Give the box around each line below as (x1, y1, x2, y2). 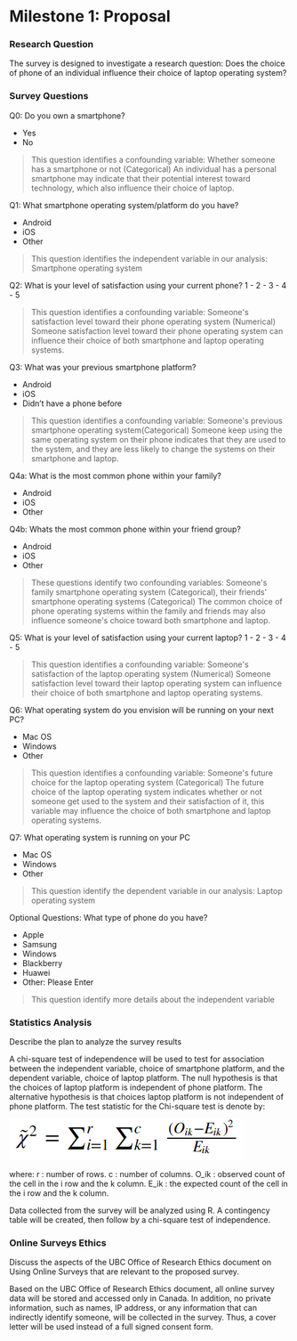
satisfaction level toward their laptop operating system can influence (30, 678, 283, 688)
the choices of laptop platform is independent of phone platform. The (9, 1082, 263, 1093)
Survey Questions (9, 90, 89, 102)
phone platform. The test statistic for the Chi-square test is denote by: (9, 1101, 265, 1112)
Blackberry (21, 957, 63, 968)
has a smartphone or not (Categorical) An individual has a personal (30, 163, 277, 175)
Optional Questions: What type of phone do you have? (9, 912, 208, 922)
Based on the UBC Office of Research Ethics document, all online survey (9, 1284, 276, 1295)
